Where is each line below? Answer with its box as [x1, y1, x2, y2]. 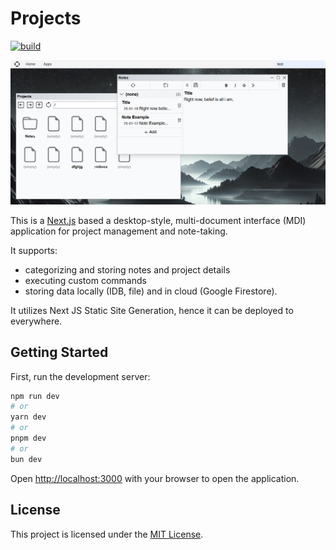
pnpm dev [10, 433, 47, 444]
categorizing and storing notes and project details [24, 263, 231, 276]
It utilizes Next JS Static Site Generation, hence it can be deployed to [10, 304, 294, 316]
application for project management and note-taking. [10, 225, 228, 237]
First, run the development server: [10, 370, 151, 382]
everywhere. [10, 315, 63, 327]
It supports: [10, 244, 58, 256]
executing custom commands [24, 274, 147, 286]
